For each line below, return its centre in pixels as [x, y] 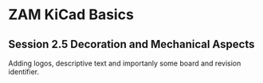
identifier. [24, 72]
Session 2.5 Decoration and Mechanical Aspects [131, 44]
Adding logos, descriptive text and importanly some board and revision [125, 63]
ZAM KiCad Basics [71, 15]
